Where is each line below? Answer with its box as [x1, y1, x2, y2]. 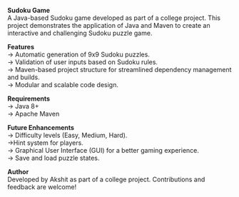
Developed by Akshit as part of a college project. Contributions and [7, 175, 205, 183]
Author [7, 168, 29, 176]
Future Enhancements [7, 123, 75, 131]
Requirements [7, 94, 51, 103]
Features [7, 43, 34, 51]
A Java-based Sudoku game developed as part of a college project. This [7, 14, 221, 22]
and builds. [7, 73, 41, 81]
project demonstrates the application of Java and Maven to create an [7, 21, 210, 29]
